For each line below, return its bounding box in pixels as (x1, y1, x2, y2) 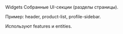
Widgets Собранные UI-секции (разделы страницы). (5, 4, 118, 10)
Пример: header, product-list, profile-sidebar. (5, 14, 101, 19)
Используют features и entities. (5, 23, 72, 29)
